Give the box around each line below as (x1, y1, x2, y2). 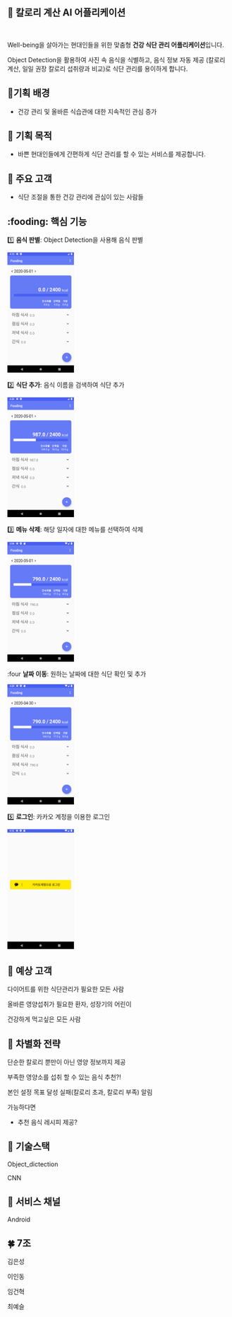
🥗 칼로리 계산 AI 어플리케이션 (7, 6, 126, 19)
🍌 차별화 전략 (7, 1038, 61, 1050)
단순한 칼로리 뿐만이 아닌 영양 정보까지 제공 (7, 1058, 126, 1067)
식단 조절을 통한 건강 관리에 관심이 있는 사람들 (17, 193, 144, 202)
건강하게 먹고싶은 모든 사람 (7, 1015, 81, 1023)
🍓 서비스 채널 (7, 1196, 61, 1208)
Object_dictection (7, 1159, 59, 1168)
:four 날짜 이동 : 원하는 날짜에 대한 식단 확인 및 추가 (7, 670, 147, 678)
